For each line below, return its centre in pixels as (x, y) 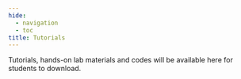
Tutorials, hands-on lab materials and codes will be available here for (121, 60)
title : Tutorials (37, 38)
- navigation (37, 23)
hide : (17, 15)
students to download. (45, 69)
